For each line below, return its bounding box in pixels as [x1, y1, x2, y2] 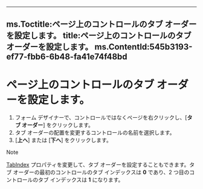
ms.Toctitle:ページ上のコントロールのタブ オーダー [6, 19, 197, 30]
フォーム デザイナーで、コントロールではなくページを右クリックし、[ [14, 114, 187, 121]
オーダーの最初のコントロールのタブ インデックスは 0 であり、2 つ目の [13, 168, 190, 176]
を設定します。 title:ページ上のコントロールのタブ [6, 31, 192, 41]
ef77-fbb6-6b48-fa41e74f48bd [6, 52, 128, 62]
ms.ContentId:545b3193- [94, 42, 193, 52]
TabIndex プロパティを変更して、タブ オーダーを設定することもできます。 [6, 161, 190, 168]
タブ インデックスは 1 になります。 [37, 176, 124, 184]
